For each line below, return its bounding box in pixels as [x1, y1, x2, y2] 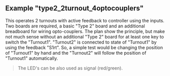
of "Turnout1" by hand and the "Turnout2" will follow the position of [5, 50, 147, 56]
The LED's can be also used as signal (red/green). [17, 65, 123, 71]
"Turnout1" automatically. [5, 55, 59, 61]
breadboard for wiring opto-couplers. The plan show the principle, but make [5, 28, 165, 34]
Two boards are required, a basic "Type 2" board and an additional [5, 23, 145, 29]
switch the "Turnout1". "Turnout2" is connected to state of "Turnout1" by [5, 39, 157, 45]
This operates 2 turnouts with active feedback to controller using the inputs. [5, 17, 164, 23]
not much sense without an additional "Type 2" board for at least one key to [5, 33, 164, 40]
